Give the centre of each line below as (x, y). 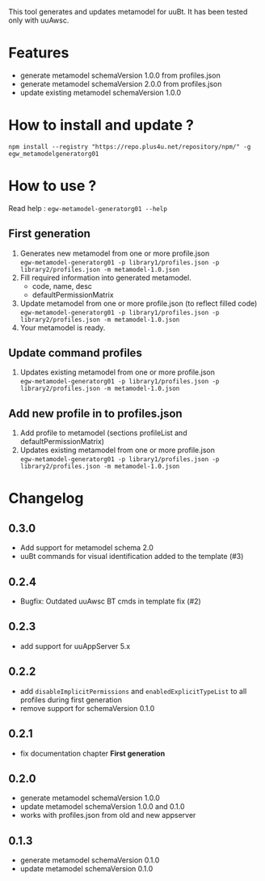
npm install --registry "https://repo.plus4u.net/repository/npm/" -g (130, 146)
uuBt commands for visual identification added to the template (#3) (132, 557)
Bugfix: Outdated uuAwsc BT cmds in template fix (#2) (111, 601)
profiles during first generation (71, 700)
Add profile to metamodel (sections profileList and (103, 433)
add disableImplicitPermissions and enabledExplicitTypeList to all (133, 691)
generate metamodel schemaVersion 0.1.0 (90, 860)
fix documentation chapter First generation (93, 753)
